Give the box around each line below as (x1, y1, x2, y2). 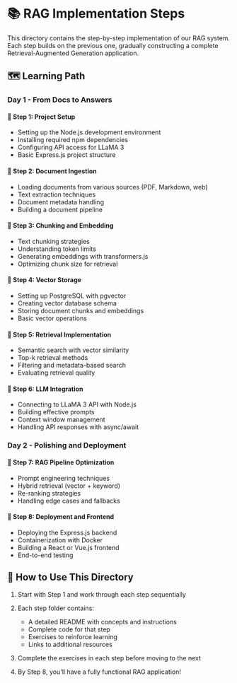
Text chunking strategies (17, 237, 90, 245)
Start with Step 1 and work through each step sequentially (17, 590, 186, 598)
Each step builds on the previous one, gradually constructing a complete (7, 41, 219, 49)
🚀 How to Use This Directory (7, 571, 134, 583)
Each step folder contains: (17, 604, 94, 612)
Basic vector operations (17, 314, 87, 322)
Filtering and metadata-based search (17, 361, 126, 370)
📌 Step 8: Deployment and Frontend (7, 513, 115, 521)
